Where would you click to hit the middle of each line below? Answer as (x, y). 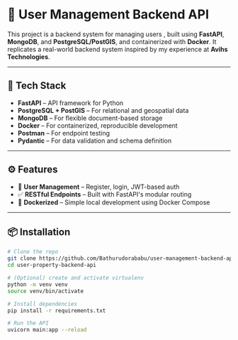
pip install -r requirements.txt (57, 311)
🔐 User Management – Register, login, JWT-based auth (98, 187)
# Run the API (28, 323)
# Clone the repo (33, 252)
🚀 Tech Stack (37, 86)
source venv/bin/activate (45, 291)
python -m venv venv (38, 284)
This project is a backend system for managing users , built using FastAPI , (116, 34)
